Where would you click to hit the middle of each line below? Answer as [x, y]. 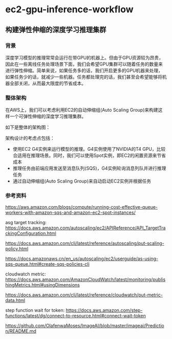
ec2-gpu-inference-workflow [70, 9]
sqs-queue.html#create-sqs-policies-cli [47, 264]
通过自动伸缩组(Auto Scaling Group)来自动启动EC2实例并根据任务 [82, 181]
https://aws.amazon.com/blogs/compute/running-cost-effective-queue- [81, 207]
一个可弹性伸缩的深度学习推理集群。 [48, 116]
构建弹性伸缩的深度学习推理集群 [56, 29]
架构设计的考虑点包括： [30, 138]
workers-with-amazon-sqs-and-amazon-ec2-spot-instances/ [70, 213]
